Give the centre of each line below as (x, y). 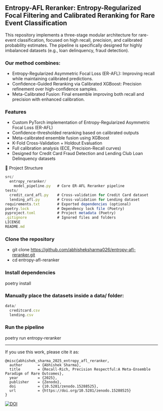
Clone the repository (30, 239)
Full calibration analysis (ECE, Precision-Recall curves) (66, 148)
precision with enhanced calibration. (48, 100)
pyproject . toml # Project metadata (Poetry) (61, 213)
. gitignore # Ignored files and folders (61, 218)
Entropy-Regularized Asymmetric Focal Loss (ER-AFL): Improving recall (83, 74)
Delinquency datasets (34, 159)
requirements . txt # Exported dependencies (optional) (68, 204)
